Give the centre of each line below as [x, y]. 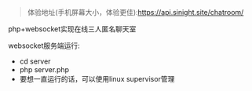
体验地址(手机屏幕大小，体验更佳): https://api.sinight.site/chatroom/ [135, 12]
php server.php [44, 69]
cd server [35, 61]
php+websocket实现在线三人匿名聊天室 [72, 29]
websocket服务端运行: [44, 45]
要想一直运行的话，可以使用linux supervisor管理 [97, 79]
